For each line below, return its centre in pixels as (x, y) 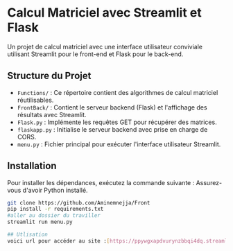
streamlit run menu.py (40, 222)
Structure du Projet (49, 76)
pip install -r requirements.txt (55, 209)
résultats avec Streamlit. (52, 114)
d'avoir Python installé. (55, 190)
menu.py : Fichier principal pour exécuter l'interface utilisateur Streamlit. (119, 144)
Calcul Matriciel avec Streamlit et (105, 13)
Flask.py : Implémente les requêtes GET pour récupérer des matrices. (117, 122)
